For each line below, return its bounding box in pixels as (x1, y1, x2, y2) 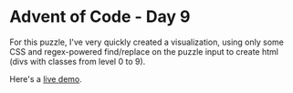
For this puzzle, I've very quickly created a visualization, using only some (9, 36, 285, 47)
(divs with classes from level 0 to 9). (9, 56, 146, 67)
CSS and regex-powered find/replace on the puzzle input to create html (9, 46, 278, 57)
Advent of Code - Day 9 (9, 6, 191, 27)
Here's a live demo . (9, 73, 82, 84)
